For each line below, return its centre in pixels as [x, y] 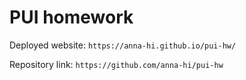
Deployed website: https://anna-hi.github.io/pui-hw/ [123, 45]
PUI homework [71, 17]
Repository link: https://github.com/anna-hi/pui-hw [116, 64]
